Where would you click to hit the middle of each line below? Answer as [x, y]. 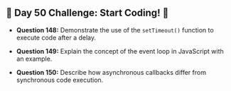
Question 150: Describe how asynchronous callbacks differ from [111, 72]
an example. [34, 59]
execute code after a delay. [56, 37]
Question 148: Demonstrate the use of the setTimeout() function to [115, 30]
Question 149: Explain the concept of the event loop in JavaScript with [120, 51]
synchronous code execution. [60, 80]
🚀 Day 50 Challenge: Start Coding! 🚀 [87, 13]
